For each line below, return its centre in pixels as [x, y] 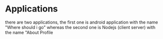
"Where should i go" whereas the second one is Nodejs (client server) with [80, 27]
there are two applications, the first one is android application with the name [82, 22]
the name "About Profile [29, 32]
